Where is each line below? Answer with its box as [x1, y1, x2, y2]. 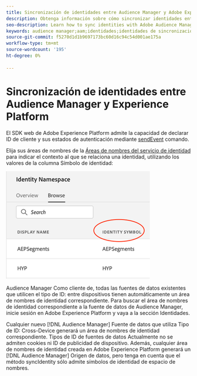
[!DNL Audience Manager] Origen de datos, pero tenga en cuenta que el [6, 352, 181, 359]
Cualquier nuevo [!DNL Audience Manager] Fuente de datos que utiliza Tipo [6, 320, 189, 328]
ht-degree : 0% [6, 53, 41, 59]
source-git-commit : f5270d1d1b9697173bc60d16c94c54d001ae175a [6, 34, 161, 40]
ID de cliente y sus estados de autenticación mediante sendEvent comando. [6, 136, 189, 143]
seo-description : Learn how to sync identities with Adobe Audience [6, 22, 177, 28]
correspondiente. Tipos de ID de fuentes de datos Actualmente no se [6, 333, 173, 340]
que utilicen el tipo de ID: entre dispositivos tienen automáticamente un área [6, 290, 190, 297]
